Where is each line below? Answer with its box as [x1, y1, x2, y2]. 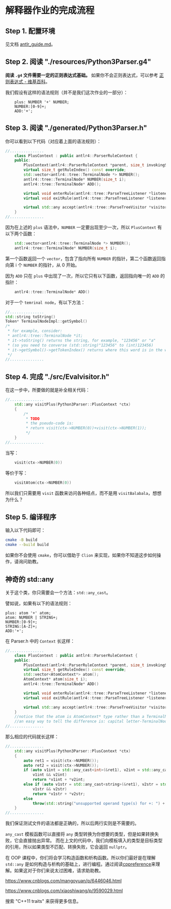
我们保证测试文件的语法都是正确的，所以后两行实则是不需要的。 [5, 820, 139, 826]
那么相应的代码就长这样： [5, 734, 59, 740]
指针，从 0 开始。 [43, 262, 80, 268]
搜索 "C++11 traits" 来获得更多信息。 [5, 898, 81, 904]
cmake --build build [5, 542, 49, 548]
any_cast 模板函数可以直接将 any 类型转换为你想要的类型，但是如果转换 [5, 831, 155, 837]
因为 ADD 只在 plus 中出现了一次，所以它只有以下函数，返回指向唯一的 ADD [5, 272, 159, 279]
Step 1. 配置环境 [5, 27, 55, 35]
